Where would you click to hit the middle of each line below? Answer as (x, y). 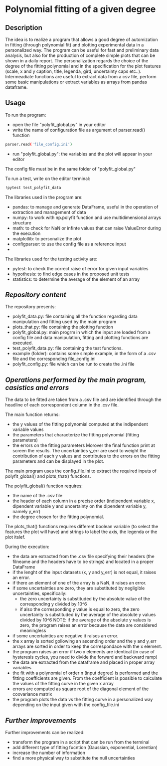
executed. (23, 343)
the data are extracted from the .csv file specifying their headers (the (83, 557)
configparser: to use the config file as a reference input (69, 244)
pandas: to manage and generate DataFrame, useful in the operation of (85, 207)
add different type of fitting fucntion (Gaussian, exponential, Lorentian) (85, 747)
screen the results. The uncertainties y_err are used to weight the (79, 451)
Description (24, 28)
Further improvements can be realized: (45, 732)
